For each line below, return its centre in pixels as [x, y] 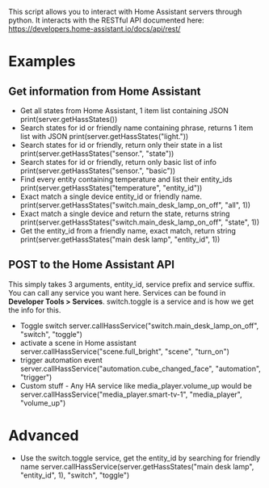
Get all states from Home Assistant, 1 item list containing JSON [124, 111]
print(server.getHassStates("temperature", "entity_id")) [111, 188]
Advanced [44, 435]
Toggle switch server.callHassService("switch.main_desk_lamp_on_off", [139, 326]
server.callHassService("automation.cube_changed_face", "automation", [140, 368]
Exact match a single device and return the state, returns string [125, 214]
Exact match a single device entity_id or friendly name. [111, 196]
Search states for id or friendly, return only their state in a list [121, 145]
